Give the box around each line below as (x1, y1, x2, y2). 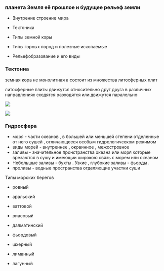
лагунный (12, 260, 33, 266)
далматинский (12, 222, 43, 228)
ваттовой (12, 203, 32, 209)
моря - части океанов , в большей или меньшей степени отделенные (12, 134, 160, 139)
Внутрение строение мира (12, 15, 69, 21)
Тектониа (5, 66, 29, 72)
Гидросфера (5, 122, 37, 129)
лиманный (12, 251, 35, 257)
